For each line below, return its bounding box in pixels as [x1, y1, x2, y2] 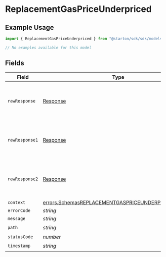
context [7, 200, 26, 205]
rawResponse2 [7, 176, 39, 182]
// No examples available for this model [5, 45, 92, 50]
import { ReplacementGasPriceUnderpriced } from [5, 36, 107, 41]
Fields [5, 59, 25, 67]
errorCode [7, 207, 31, 213]
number [42, 233, 61, 240]
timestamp [7, 243, 31, 249]
